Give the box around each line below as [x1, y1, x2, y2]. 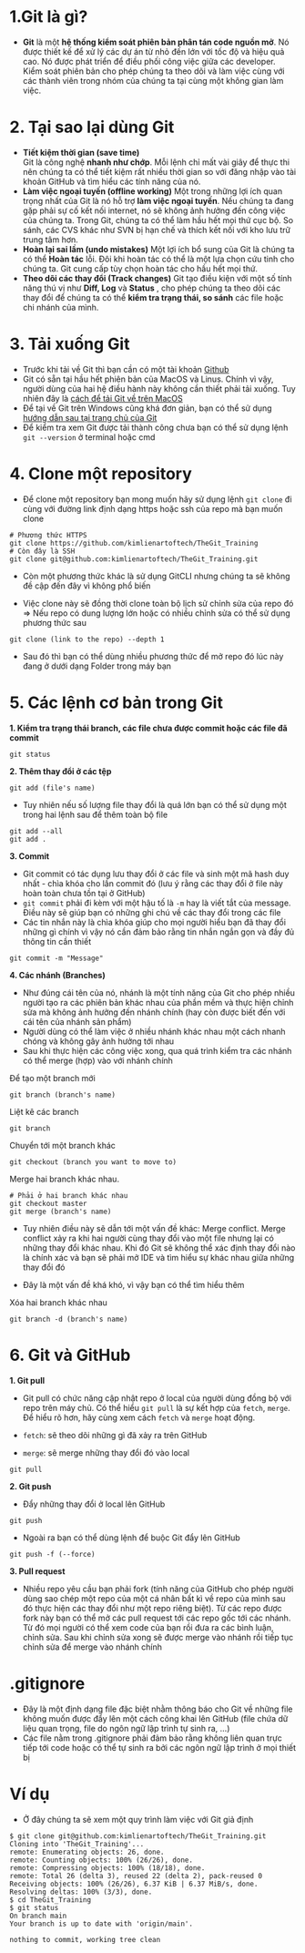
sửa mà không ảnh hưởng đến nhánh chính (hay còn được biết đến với [22, 1007, 286, 1017]
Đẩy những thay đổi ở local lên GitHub [22, 1498, 166, 1509]
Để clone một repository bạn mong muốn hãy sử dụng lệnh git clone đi [22, 494, 293, 505]
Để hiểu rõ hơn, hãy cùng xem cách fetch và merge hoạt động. [22, 1412, 256, 1423]
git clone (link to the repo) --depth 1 [9, 635, 166, 644]
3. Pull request [9, 1565, 66, 1577]
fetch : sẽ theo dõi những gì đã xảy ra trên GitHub [22, 1429, 208, 1440]
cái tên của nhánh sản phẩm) [22, 1016, 132, 1027]
